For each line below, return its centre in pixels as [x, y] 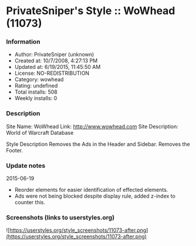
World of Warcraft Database [40, 132]
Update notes [26, 165]
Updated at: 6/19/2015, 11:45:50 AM [58, 67]
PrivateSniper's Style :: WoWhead [91, 11]
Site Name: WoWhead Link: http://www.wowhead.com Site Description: [92, 126]
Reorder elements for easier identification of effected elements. [91, 190]
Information [23, 42]
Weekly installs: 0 [36, 98]
